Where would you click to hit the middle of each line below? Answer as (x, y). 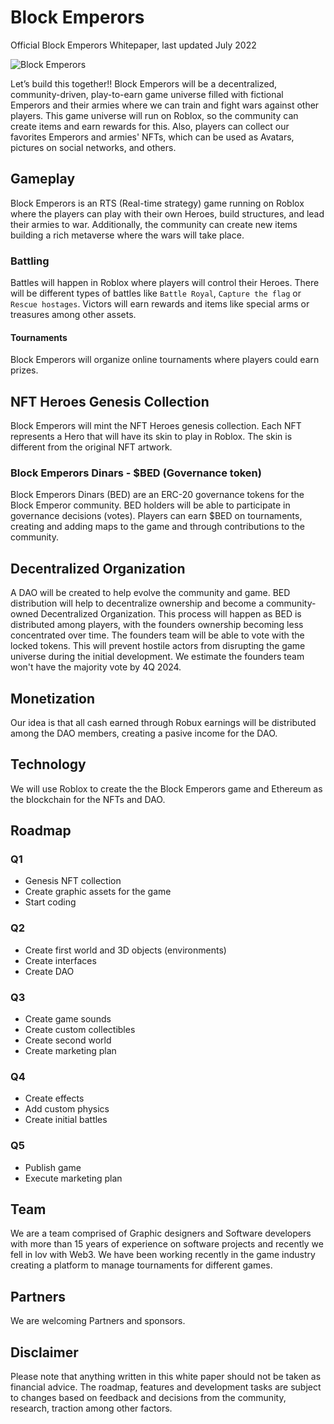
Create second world (68, 1040)
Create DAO (49, 971)
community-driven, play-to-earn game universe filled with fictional (147, 94)
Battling (30, 261)
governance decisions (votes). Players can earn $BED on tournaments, (156, 516)
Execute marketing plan (73, 1178)
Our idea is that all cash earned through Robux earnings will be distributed (163, 722)
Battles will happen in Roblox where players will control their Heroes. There (165, 283)
